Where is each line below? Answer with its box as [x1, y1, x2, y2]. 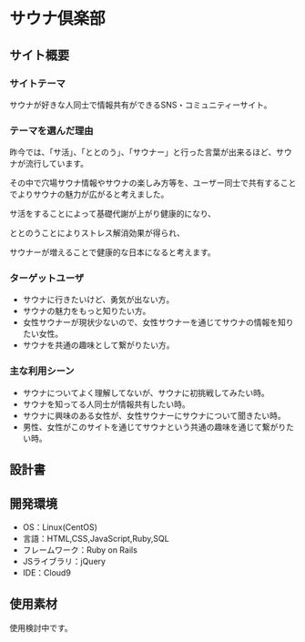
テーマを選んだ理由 [9, 124, 94, 137]
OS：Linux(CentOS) [22, 521, 98, 533]
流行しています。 [25, 158, 89, 169]
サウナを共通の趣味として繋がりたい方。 [22, 340, 175, 351]
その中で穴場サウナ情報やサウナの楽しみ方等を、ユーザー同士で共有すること [9, 178, 297, 189]
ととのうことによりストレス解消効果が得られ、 [9, 228, 185, 239]
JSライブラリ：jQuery [22, 555, 107, 566]
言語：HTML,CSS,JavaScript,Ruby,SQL [22, 533, 170, 544]
